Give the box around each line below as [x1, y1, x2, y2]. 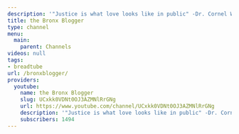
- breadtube [7, 63, 43, 70]
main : [14, 37, 31, 44]
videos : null [7, 50, 46, 57]
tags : [7, 57, 23, 64]
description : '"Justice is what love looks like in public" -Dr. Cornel [7, 10, 228, 18]
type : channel [7, 23, 50, 30]
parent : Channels [20, 43, 72, 50]
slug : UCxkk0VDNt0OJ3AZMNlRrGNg [20, 96, 116, 104]
